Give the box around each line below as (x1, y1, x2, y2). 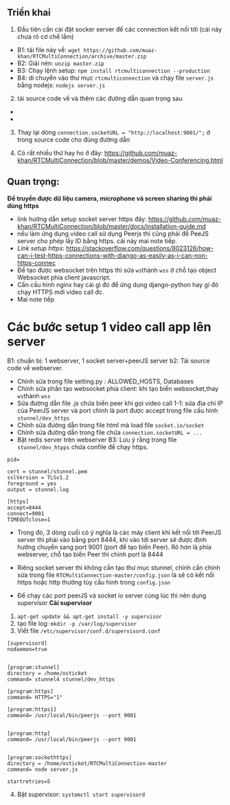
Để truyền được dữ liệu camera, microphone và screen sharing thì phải (7, 194, 212, 203)
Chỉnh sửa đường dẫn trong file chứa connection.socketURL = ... (16, 428, 203, 436)
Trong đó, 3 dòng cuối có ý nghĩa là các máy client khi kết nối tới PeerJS (16, 528, 222, 536)
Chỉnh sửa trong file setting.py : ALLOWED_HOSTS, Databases (16, 377, 194, 385)
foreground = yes (7, 480, 57, 487)
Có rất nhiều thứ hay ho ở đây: (16, 148, 103, 157)
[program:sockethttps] (7, 753, 72, 761)
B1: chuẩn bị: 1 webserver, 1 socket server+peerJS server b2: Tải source (7, 356, 211, 365)
